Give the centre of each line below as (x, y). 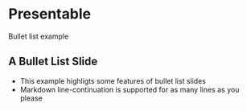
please (31, 98)
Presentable (49, 14)
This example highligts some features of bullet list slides (113, 80)
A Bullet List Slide (53, 62)
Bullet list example (39, 36)
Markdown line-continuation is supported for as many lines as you (130, 89)
